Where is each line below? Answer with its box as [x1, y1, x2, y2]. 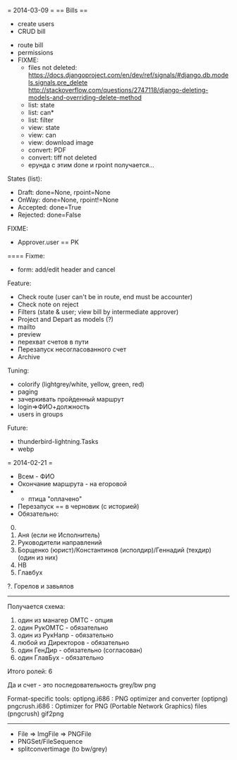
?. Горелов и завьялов [7, 582, 74, 590]
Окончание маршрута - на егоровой [17, 480, 127, 488]
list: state [28, 101, 55, 109]
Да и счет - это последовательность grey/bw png [7, 681, 157, 689]
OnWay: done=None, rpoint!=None [17, 195, 119, 204]
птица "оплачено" [28, 495, 83, 503]
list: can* [28, 109, 54, 116]
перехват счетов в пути [17, 338, 90, 346]
